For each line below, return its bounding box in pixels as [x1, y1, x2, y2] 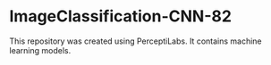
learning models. [9, 45, 72, 55]
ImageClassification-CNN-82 [9, 6, 233, 27]
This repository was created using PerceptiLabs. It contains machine [9, 36, 262, 46]
